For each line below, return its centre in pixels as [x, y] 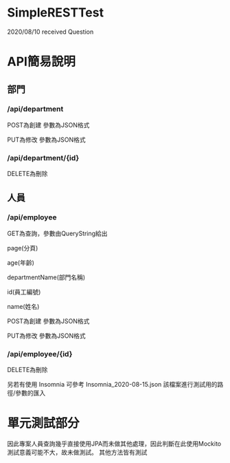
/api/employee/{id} [40, 354]
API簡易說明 [41, 62]
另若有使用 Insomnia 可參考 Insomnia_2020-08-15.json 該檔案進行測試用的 [112, 385]
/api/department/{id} [43, 158]
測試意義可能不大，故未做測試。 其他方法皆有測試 [77, 453]
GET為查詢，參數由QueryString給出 [57, 233]
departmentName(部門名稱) [46, 277]
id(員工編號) [24, 292]
